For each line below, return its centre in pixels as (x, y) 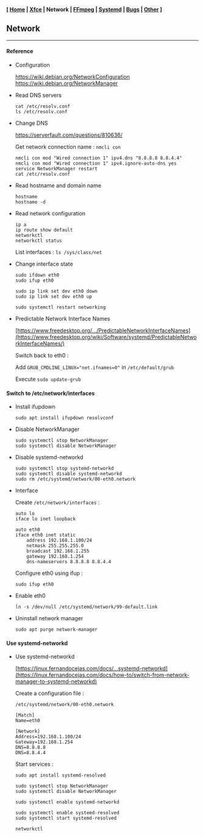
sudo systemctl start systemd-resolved (66, 818)
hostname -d (30, 202)
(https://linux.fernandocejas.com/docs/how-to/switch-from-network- (102, 675)
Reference (20, 51)
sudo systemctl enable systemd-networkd (67, 802)
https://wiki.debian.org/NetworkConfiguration (72, 77)
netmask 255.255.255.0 (55, 546)
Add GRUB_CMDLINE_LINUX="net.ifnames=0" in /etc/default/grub (95, 367)
